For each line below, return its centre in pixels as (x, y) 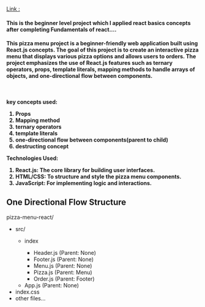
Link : (13, 9)
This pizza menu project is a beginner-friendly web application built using (102, 44)
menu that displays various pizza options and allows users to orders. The (101, 56)
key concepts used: (32, 102)
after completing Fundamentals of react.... (61, 29)
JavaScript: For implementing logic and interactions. (83, 183)
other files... (30, 298)
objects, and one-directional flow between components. (80, 76)
